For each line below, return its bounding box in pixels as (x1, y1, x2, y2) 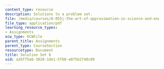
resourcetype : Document (5, 48, 54, 52)
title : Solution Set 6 (5, 52, 51, 57)
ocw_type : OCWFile (5, 34, 42, 39)
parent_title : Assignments (5, 39, 60, 44)
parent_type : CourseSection (5, 43, 62, 48)
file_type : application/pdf (5, 20, 62, 26)
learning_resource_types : (5, 25, 58, 30)
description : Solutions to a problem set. (5, 12, 93, 17)
